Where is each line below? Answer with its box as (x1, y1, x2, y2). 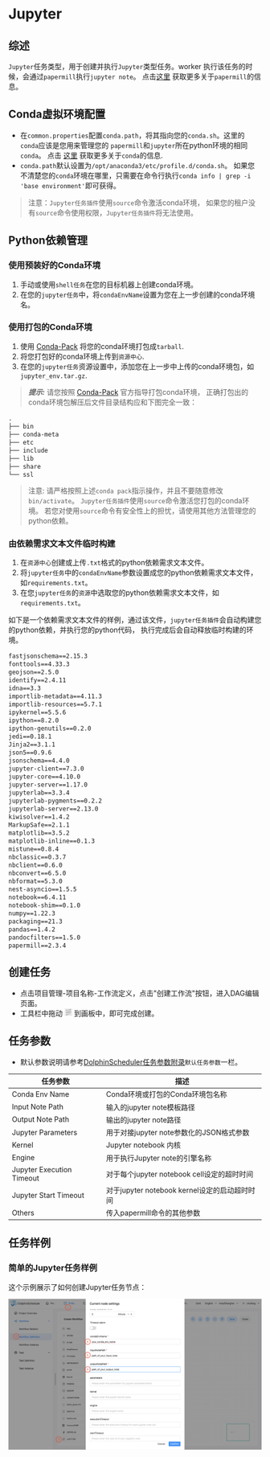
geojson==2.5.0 (8, 668, 59, 676)
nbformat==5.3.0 (8, 877, 63, 885)
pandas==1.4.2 (8, 926, 56, 934)
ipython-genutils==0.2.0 (8, 724, 92, 733)
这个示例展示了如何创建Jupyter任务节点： (8, 1282, 147, 1291)
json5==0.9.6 (8, 749, 52, 757)
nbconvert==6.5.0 (8, 869, 67, 877)
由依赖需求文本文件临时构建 (8, 538, 116, 549)
